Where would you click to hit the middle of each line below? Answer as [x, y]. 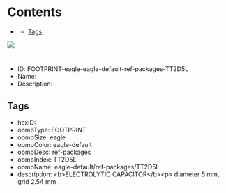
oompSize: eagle [42, 137]
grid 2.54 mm [37, 181]
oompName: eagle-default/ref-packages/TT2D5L [88, 167]
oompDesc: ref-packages [54, 152]
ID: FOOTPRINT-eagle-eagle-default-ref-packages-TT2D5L [103, 69]
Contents [35, 12]
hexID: [27, 122]
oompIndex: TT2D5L [47, 159]
